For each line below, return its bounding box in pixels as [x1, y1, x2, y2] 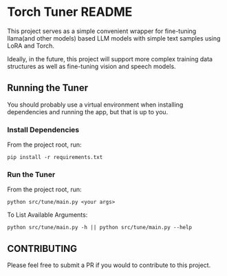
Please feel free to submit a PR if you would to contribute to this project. [7, 261, 211, 269]
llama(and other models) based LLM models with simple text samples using [7, 34, 221, 42]
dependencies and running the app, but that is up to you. [7, 107, 169, 116]
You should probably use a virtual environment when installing [7, 100, 184, 109]
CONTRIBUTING [7, 242, 78, 255]
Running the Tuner [7, 82, 88, 94]
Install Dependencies [7, 125, 80, 134]
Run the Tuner [7, 169, 56, 179]
